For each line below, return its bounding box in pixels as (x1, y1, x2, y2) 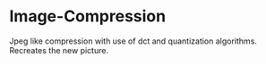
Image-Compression (9, 6, 167, 27)
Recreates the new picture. (9, 44, 109, 55)
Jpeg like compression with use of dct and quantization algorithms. (9, 36, 258, 46)
